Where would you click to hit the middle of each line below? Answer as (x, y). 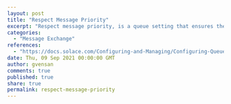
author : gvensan (30, 64)
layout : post (26, 13)
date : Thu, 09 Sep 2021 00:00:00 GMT (61, 58)
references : (24, 45)
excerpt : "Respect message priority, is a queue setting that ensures (110, 26)
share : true (24, 83)
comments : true (29, 70)
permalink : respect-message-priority (61, 90)
